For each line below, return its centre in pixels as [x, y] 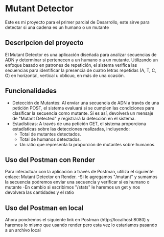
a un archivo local [23, 230]
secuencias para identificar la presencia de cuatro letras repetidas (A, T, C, [81, 70]
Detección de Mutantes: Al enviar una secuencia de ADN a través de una [85, 103]
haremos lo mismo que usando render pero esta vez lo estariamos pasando [81, 225]
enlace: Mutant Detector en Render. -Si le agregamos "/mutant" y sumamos [81, 177]
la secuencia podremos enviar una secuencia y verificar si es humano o [77, 182]
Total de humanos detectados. [50, 139]
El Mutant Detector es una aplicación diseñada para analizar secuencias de [81, 54]
